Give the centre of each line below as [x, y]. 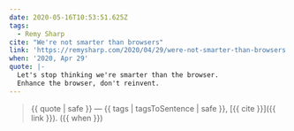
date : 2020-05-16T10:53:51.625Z [68, 17]
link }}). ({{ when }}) [67, 118]
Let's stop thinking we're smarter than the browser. [118, 75]
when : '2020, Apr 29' [49, 58]
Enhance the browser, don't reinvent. [89, 83]
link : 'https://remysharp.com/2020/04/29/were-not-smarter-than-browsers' [150, 50]
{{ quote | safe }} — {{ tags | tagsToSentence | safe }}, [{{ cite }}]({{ [153, 108]
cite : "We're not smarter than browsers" [87, 42]
